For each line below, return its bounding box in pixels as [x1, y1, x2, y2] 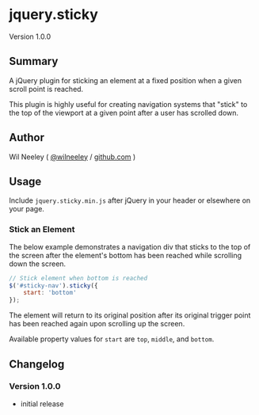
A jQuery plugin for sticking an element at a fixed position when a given [9, 75, 242, 85]
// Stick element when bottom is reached [9, 274, 148, 282]
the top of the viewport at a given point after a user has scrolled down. [9, 108, 239, 117]
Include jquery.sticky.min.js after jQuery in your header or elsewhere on [9, 196, 251, 205]
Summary [9, 55, 59, 68]
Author [9, 131, 44, 144]
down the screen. [9, 259, 67, 268]
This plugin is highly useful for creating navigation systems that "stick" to [9, 99, 248, 109]
